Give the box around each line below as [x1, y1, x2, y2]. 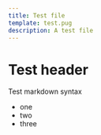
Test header [8, 60, 89, 79]
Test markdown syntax [8, 87, 83, 96]
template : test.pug [8, 19, 73, 27]
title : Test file [8, 11, 65, 20]
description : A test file [8, 26, 93, 34]
